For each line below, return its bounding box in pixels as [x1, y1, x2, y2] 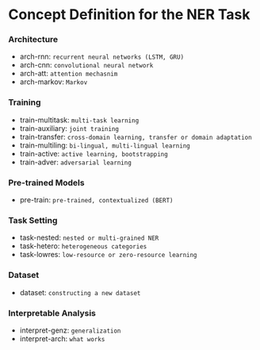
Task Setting [8, 215, 58, 225]
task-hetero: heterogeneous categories [19, 241, 147, 251]
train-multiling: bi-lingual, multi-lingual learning [19, 140, 190, 150]
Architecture [8, 34, 59, 45]
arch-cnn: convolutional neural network [19, 60, 154, 70]
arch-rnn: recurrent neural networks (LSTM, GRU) [19, 52, 185, 61]
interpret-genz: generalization [19, 325, 121, 335]
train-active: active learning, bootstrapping [19, 148, 168, 158]
